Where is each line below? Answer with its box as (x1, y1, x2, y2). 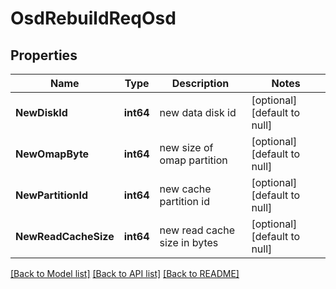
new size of (159, 141, 214, 154)
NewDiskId (15, 106, 68, 119)
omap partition (159, 153, 228, 167)
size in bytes (159, 236, 219, 249)
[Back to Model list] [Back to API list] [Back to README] (10, 268, 240, 279)
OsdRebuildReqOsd (10, 7, 177, 30)
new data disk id (159, 106, 237, 119)
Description (171, 77, 230, 90)
